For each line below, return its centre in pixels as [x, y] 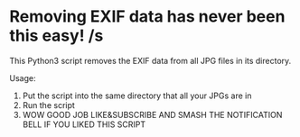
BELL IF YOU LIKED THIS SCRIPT [84, 124]
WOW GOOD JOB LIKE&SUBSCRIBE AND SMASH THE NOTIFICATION [152, 114]
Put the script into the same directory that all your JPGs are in [137, 96]
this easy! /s [56, 36]
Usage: [23, 78]
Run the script [48, 105]
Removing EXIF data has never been [147, 17]
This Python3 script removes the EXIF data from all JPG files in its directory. [150, 60]
